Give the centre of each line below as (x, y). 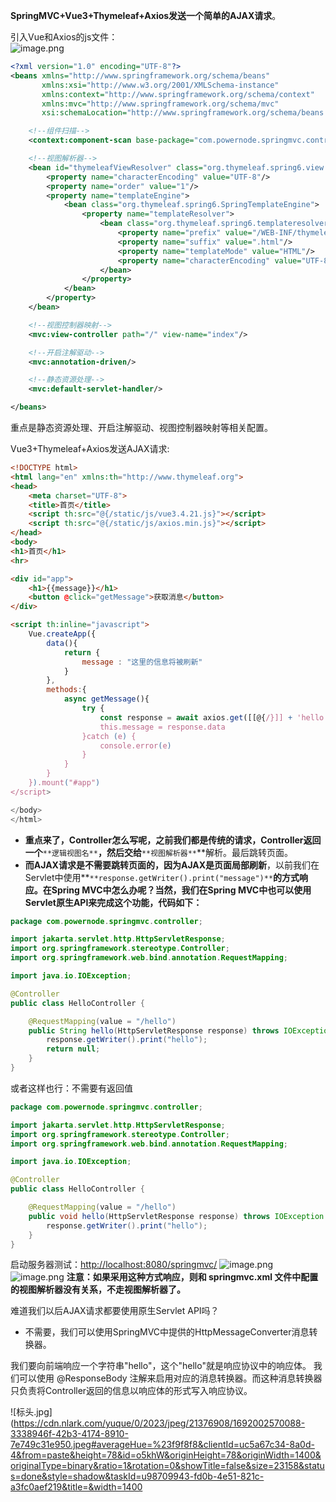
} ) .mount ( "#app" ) (64, 783)
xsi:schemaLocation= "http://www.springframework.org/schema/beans (183, 113)
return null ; (73, 1049)
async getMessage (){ (106, 699)
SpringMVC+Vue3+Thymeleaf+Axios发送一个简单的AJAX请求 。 (146, 15)
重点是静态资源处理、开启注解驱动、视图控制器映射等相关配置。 (141, 427)
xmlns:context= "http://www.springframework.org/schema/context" (178, 94)
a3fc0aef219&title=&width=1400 (76, 1487)
